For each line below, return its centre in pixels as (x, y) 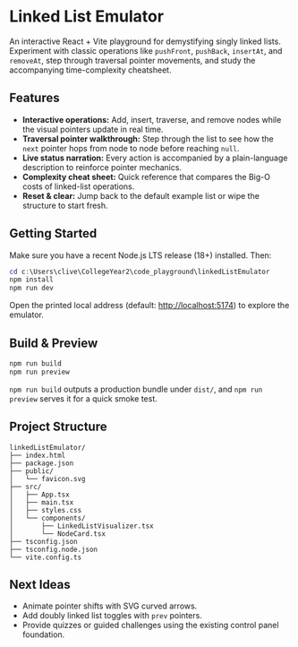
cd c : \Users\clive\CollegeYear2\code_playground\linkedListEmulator (140, 272)
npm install (31, 280)
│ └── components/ (48, 518)
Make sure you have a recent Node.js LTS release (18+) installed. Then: (140, 255)
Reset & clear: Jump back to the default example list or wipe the (140, 195)
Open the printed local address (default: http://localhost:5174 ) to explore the (149, 306)
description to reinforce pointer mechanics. (102, 167)
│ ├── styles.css (46, 510)
